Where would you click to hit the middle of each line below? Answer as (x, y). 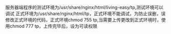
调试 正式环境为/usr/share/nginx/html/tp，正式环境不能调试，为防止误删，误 (85, 13)
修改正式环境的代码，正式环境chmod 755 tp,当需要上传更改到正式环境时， (83, 20)
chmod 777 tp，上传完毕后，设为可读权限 (53, 26)
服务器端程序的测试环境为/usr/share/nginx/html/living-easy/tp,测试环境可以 (84, 7)
